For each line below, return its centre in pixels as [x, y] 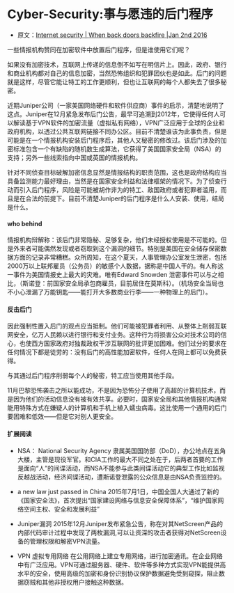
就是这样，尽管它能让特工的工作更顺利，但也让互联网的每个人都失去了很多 [114, 81]
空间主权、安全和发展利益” [61, 509]
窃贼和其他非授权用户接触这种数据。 [75, 582]
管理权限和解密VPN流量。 [67, 541]
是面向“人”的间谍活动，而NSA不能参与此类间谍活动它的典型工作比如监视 [121, 468]
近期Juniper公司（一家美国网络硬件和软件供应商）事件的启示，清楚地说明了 [116, 105]
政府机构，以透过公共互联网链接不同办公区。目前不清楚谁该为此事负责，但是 [117, 131]
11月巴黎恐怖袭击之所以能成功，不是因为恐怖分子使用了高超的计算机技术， [114, 390]
